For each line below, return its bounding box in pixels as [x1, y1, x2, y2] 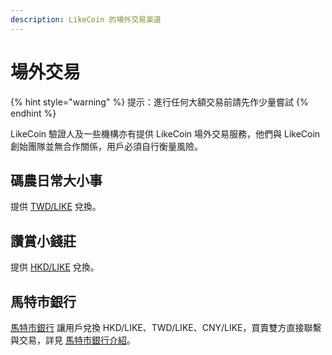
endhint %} [10, 107, 57, 119]
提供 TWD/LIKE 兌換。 [10, 201, 102, 213]
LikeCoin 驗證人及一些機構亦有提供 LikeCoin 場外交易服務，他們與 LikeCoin [10, 127, 321, 140]
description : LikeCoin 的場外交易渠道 [10, 14, 162, 25]
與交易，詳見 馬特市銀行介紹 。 [10, 334, 136, 346]
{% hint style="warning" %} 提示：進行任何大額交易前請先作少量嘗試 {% [10, 96, 309, 108]
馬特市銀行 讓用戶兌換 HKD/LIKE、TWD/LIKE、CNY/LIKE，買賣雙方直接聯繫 [10, 322, 322, 333]
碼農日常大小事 [10, 172, 103, 189]
